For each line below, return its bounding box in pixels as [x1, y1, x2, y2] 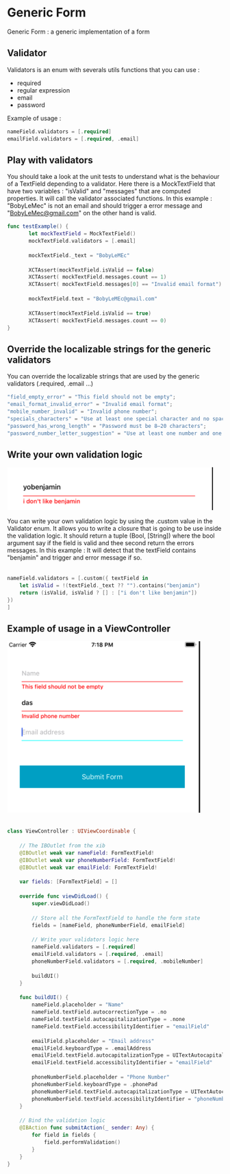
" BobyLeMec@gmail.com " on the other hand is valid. [7, 209, 157, 217]
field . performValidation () [43, 1138, 121, 1146]
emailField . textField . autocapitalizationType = [31, 1052, 170, 1059]
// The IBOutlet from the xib [19, 842, 106, 849]
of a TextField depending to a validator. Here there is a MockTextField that [7, 180, 216, 188]
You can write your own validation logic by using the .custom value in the [7, 517, 214, 525]
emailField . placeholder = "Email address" [31, 1038, 155, 1044]
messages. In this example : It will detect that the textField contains [7, 547, 196, 555]
